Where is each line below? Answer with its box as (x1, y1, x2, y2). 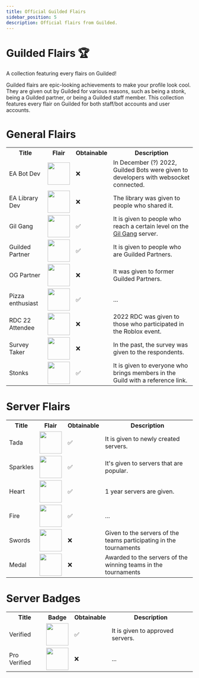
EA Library (9, 194, 38, 202)
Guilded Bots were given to (113, 166, 188, 174)
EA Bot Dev (9, 170, 41, 178)
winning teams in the (105, 561, 163, 569)
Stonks (9, 369, 28, 377)
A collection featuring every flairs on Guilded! (6, 70, 117, 77)
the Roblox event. (113, 327, 162, 335)
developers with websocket (113, 173, 190, 181)
